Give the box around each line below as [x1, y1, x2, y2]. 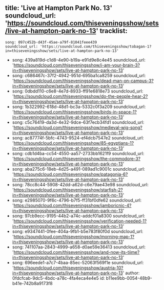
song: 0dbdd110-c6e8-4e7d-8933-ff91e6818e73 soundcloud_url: [12, 88, 143, 94]
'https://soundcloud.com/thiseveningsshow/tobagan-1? [40, 44, 152, 49]
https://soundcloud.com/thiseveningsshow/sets [7, 19, 159, 27]
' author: [123, 270, 140, 276]
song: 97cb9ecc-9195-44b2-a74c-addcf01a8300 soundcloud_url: [12, 213, 145, 219]
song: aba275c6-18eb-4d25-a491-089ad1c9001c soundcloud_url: [12, 166, 145, 172]
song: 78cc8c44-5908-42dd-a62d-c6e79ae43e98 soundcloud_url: [12, 181, 149, 187]
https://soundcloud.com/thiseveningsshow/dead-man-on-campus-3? [14, 78, 154, 84]
